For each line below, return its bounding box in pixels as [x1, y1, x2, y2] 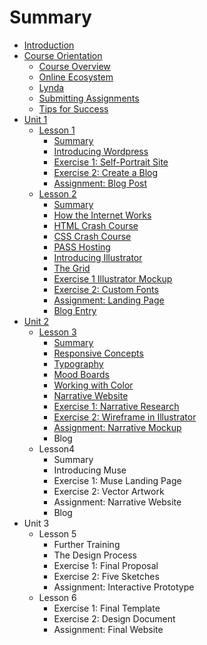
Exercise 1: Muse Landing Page [53, 474, 182, 486]
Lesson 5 [38, 527, 77, 540]
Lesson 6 [38, 591, 77, 603]
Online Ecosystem [38, 71, 114, 83]
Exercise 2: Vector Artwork [53, 485, 165, 497]
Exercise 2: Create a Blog [53, 166, 159, 178]
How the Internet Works [53, 209, 152, 221]
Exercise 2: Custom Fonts [53, 283, 159, 295]
